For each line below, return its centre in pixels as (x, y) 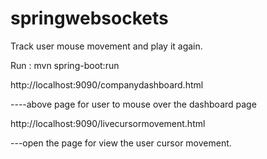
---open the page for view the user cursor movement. (121, 143)
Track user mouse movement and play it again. (106, 46)
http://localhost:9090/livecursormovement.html (108, 123)
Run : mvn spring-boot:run (65, 65)
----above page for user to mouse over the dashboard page (133, 104)
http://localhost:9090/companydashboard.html (107, 84)
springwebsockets (89, 18)
